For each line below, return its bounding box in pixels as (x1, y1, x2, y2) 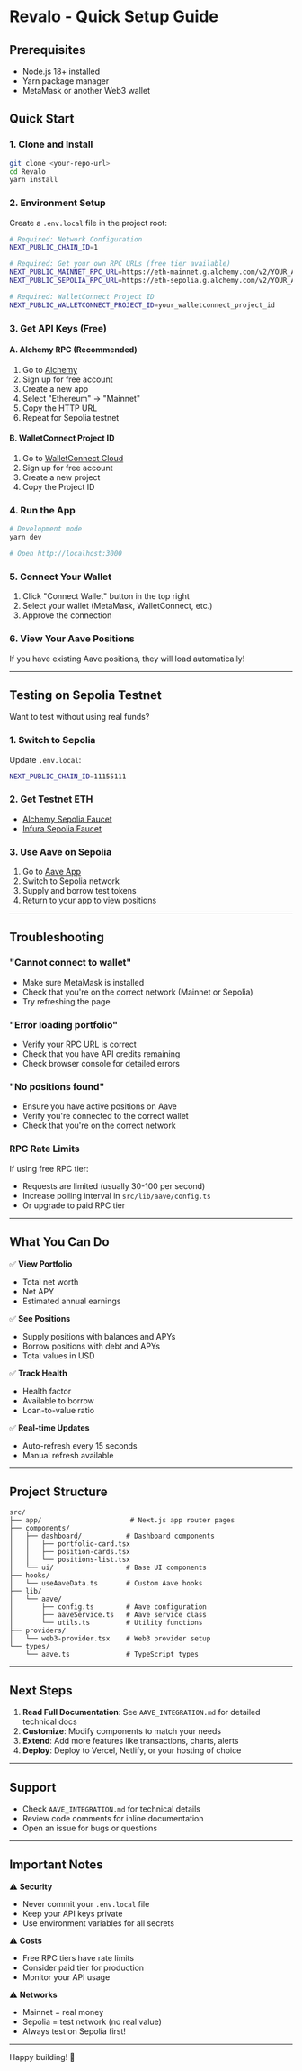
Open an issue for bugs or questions (22, 1822, 158, 1833)
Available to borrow (22, 1394, 94, 1406)
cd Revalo (9, 167, 47, 177)
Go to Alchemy (22, 364, 78, 375)
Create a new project (22, 472, 101, 483)
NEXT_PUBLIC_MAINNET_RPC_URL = (9, 268, 123, 277)
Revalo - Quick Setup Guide (9, 6, 218, 27)
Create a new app (22, 383, 89, 394)
